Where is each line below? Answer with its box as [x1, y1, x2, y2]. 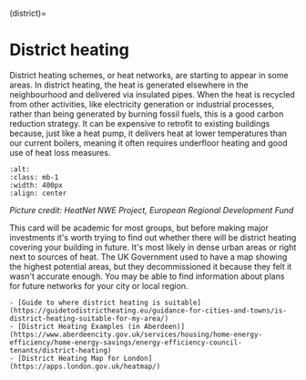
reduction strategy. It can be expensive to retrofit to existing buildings [9, 118, 270, 128]
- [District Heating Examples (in [9, 322, 141, 331]
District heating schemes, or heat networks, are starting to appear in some [9, 69, 289, 80]
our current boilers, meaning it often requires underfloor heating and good [9, 137, 288, 149]
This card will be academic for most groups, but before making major [9, 222, 269, 233]
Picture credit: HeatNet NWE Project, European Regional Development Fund [9, 204, 294, 215]
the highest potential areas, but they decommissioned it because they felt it [9, 261, 292, 272]
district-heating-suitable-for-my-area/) [9, 313, 169, 323]
